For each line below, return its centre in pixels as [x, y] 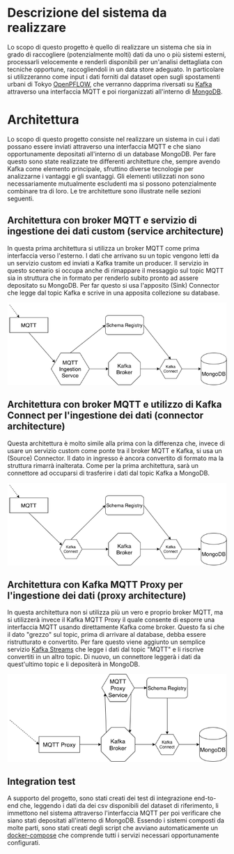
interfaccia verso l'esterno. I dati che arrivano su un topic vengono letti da [113, 256]
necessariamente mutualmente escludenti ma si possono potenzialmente [112, 184]
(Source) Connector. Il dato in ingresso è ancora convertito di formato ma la [116, 458]
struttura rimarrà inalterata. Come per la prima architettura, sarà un [103, 465]
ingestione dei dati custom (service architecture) [116, 231]
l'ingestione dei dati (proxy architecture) [97, 595]
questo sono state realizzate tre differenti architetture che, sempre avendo [114, 161]
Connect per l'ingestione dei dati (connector [106, 416]
